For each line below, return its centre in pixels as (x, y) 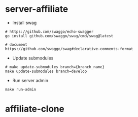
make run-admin (21, 89)
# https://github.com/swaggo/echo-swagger (49, 31)
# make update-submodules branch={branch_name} (55, 67)
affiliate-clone (35, 109)
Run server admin (30, 80)
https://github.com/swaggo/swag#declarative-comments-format (69, 49)
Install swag (24, 23)
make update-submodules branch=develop (46, 71)
